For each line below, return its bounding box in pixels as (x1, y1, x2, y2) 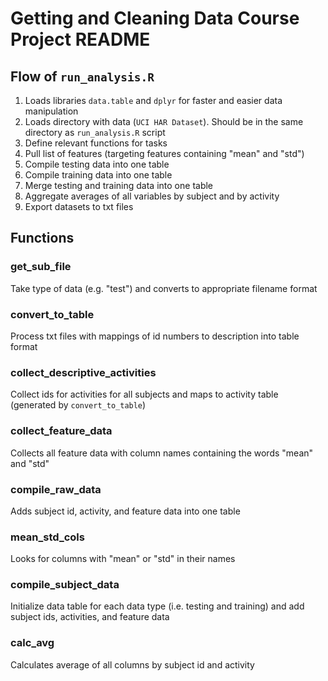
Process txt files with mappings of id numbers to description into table (10, 330, 300, 342)
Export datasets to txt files (24, 201, 134, 212)
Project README (10, 28, 151, 51)
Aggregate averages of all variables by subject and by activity (24, 190, 280, 202)
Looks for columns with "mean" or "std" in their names (10, 553, 236, 565)
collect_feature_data (10, 424, 113, 438)
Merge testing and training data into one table (24, 180, 214, 191)
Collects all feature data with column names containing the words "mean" (10, 447, 314, 459)
